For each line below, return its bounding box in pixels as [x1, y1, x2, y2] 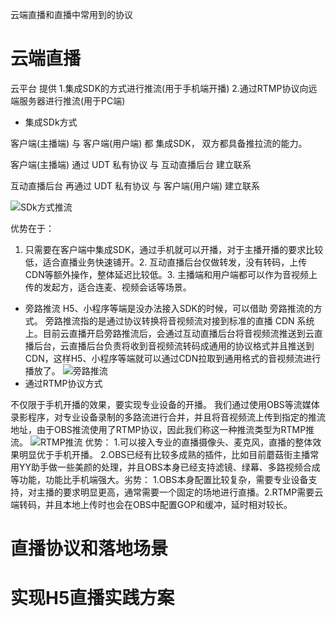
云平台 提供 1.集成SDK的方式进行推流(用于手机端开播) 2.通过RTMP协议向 [10, 82, 309, 94]
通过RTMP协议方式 [24, 377, 103, 389]
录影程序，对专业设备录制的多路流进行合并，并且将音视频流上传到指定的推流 [10, 411, 326, 423]
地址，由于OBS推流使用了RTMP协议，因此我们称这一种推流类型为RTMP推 [10, 423, 315, 435]
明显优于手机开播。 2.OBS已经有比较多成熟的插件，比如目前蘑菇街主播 [18, 448, 311, 460]
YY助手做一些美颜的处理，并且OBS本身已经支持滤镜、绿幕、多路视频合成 [18, 461, 321, 473]
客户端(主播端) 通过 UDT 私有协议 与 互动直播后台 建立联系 [10, 158, 252, 170]
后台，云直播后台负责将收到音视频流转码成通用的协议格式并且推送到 [33, 339, 315, 352]
